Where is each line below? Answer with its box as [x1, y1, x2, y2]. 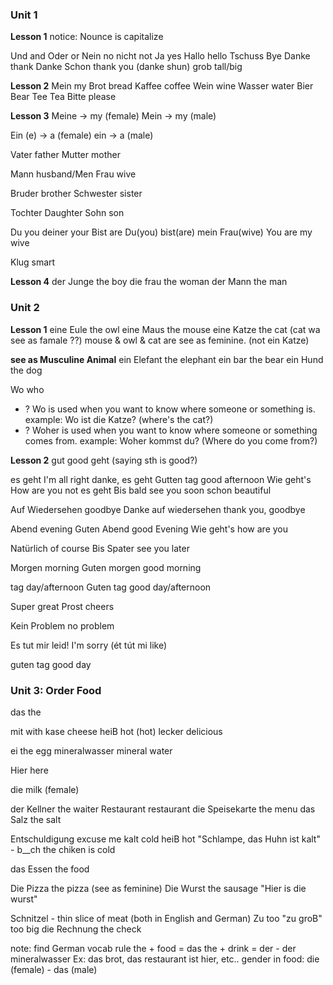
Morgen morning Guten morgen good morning [10, 561, 202, 573]
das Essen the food [10, 863, 90, 875]
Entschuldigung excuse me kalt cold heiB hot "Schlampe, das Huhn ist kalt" [10, 833, 321, 845]
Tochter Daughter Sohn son [10, 207, 125, 219]
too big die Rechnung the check [10, 923, 142, 935]
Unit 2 [10, 301, 40, 315]
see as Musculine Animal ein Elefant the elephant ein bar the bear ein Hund [10, 353, 324, 365]
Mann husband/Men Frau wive [10, 168, 137, 180]
